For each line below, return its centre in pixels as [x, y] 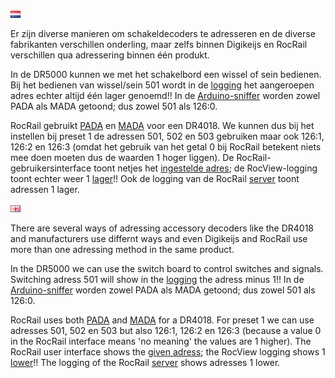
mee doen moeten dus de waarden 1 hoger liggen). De [122, 157]
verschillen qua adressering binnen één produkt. [110, 55]
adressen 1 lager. [45, 189]
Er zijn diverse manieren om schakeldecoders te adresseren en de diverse [163, 33]
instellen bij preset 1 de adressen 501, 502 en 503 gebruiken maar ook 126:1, [167, 136]
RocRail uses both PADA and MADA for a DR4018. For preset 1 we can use [162, 320]
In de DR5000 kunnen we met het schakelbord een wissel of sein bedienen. [166, 74]
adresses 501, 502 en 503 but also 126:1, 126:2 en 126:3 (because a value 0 [166, 330]
